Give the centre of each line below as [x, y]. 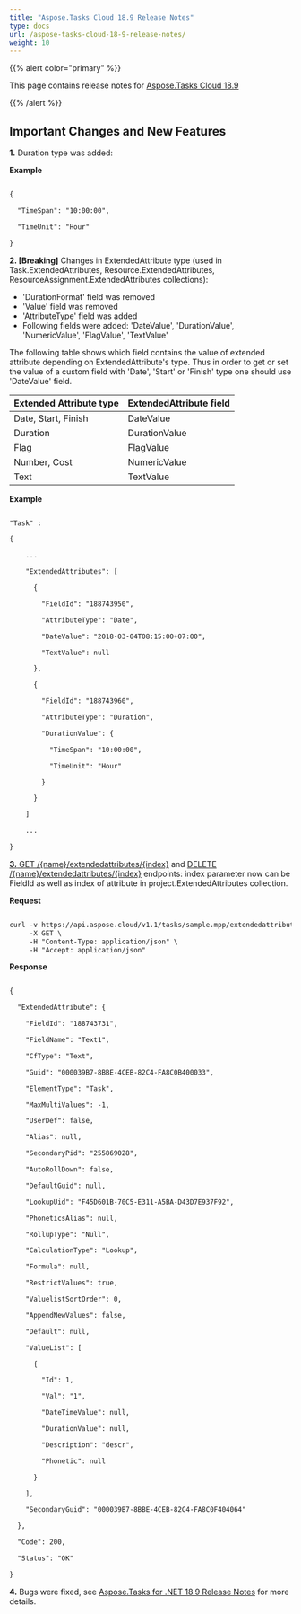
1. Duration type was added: [61, 153]
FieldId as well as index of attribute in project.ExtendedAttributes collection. [149, 883]
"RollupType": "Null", [68, 1234]
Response [28, 967]
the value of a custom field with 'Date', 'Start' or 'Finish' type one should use [150, 371]
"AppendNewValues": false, [76, 1315]
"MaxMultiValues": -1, [68, 1105]
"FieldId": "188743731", [72, 1024]
